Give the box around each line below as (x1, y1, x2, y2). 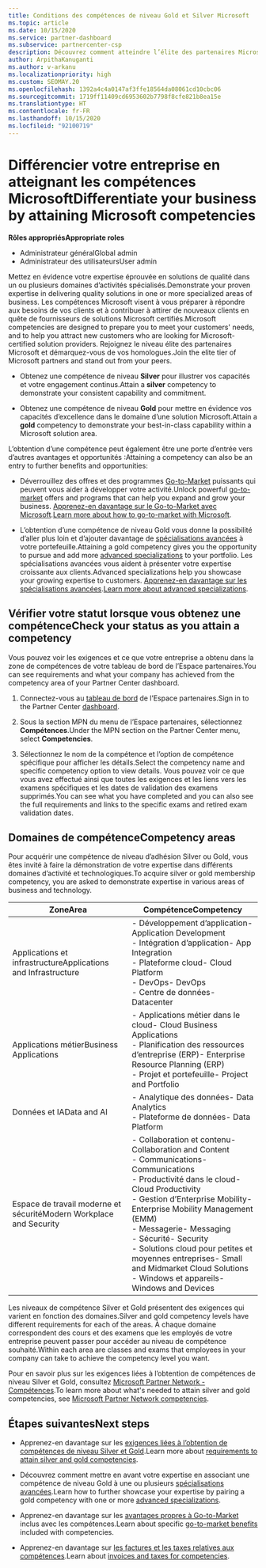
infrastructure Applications (12, 957, 109, 968)
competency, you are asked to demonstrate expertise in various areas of (8, 877, 245, 887)
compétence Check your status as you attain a (8, 619, 240, 633)
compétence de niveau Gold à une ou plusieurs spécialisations (19, 1479, 224, 1488)
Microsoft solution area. (19, 428, 97, 438)
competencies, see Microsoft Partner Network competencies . (8, 1394, 210, 1403)
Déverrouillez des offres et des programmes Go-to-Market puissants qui (19, 476, 256, 485)
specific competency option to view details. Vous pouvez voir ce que (19, 765, 245, 776)
